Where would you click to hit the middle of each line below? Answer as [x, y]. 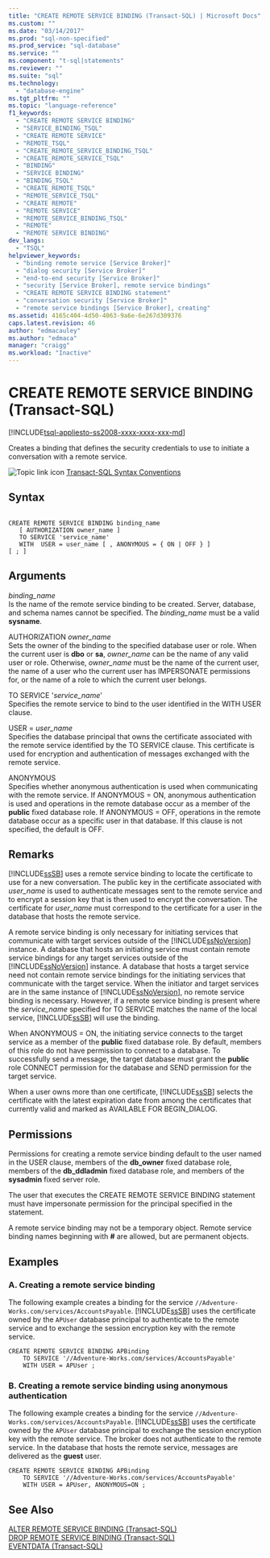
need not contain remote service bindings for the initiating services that [127, 975]
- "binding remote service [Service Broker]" [93, 263]
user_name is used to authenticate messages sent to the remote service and [135, 891]
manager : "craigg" [39, 346]
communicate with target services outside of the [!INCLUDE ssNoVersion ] [130, 941]
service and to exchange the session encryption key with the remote [122, 1327]
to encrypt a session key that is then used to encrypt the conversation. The [133, 899]
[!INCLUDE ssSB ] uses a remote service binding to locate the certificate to [131, 874]
